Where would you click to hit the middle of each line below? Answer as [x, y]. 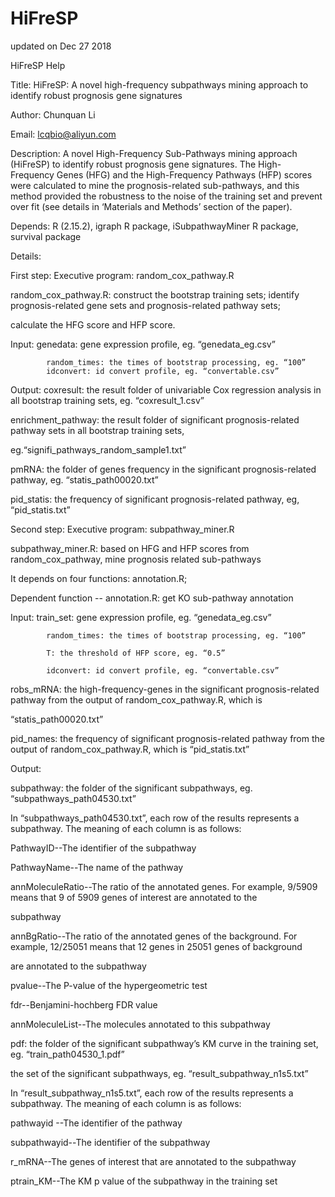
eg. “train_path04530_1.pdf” [67, 1054]
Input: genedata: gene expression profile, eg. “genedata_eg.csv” [143, 344]
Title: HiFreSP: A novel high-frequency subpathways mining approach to [159, 84]
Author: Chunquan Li [53, 114]
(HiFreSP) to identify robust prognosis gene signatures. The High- [146, 164]
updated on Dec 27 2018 [61, 46]
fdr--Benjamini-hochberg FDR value [84, 1004]
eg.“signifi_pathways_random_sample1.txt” [98, 449]
